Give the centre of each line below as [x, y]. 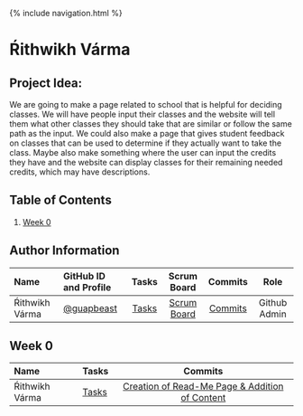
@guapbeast [90, 308]
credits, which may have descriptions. [80, 172]
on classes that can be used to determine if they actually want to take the [146, 143]
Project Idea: [46, 83]
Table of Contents [61, 200]
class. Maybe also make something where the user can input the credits [143, 152]
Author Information [64, 251]
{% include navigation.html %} [66, 13]
